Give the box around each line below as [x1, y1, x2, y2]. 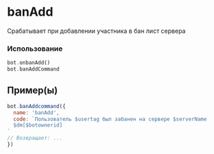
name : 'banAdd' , [13, 109, 60, 116]
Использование [7, 44, 63, 53]
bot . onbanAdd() [7, 60, 51, 66]
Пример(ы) [7, 85, 58, 97]
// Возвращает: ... [7, 135, 63, 142]
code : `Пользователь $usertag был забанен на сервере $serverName [13, 116, 207, 123]
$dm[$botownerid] [13, 122, 63, 129]
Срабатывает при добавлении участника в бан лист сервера [7, 27, 186, 35]
